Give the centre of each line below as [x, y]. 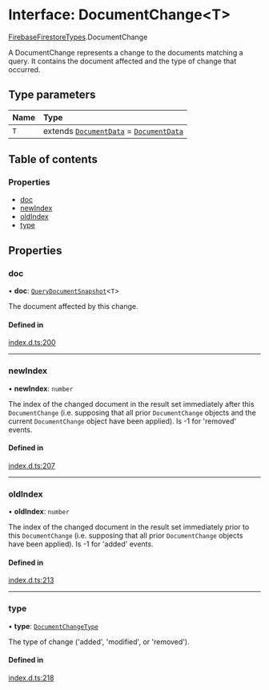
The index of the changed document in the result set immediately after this [131, 404]
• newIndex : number [41, 388]
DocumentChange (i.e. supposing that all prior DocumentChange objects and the [132, 412]
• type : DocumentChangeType [53, 626]
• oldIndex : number [39, 512]
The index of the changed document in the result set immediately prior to [129, 527]
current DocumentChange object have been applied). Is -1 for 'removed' [122, 421]
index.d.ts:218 [31, 678]
